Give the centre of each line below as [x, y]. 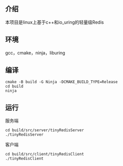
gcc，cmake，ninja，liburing [35, 52]
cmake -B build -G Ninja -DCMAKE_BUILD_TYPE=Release [61, 82]
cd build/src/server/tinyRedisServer [45, 130]
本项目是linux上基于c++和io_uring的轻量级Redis [54, 22]
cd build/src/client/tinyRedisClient [45, 154]
